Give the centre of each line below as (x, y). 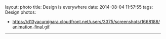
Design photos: (21, 12)
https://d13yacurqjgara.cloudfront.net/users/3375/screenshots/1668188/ (86, 22)
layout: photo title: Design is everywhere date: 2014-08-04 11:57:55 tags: (79, 7)
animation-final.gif (31, 27)
